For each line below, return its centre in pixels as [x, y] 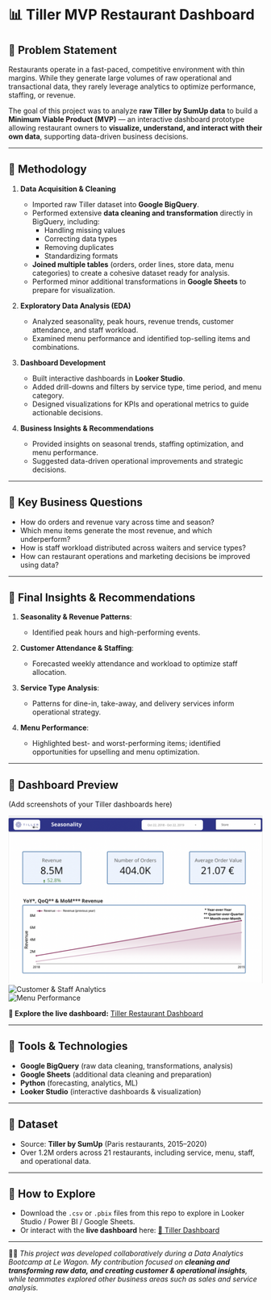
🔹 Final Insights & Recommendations [102, 598]
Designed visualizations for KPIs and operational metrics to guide [140, 404]
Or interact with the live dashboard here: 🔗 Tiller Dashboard [120, 1231]
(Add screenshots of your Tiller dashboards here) [90, 804]
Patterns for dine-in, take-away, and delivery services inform [133, 704]
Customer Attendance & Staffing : [77, 648]
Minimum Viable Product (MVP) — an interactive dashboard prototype [126, 119]
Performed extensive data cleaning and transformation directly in [142, 213]
